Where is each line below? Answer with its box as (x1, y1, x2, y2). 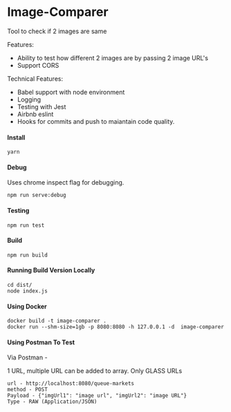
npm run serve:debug (7, 191, 67, 199)
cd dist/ (7, 281, 33, 288)
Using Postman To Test (7, 338, 75, 346)
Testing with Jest (17, 102, 66, 111)
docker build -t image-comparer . (7, 317, 107, 325)
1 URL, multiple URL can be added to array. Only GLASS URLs (7, 367, 183, 375)
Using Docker (7, 302, 47, 310)
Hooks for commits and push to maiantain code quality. (17, 117, 175, 125)
